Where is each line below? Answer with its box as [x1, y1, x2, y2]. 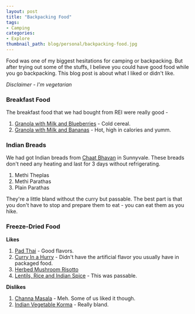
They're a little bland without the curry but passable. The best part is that [6, 195, 183, 202]
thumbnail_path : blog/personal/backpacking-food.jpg [6, 42, 138, 47]
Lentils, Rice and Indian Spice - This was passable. [14, 272, 138, 279]
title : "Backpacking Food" [6, 14, 72, 20]
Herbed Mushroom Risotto [14, 265, 79, 272]
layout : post [6, 8, 38, 15]
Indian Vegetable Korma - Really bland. [14, 301, 109, 308]
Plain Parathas [14, 184, 50, 191]
